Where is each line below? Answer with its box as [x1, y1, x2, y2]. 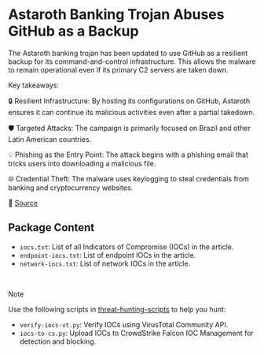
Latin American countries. [8, 134, 92, 143]
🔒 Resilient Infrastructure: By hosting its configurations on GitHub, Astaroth [8, 96, 251, 106]
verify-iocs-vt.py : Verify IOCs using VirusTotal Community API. [19, 319, 229, 329]
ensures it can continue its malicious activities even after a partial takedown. [8, 107, 255, 117]
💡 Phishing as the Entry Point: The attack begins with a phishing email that [8, 150, 249, 159]
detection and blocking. [19, 337, 97, 346]
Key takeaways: [8, 80, 59, 90]
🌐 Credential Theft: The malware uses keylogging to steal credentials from [8, 173, 250, 183]
